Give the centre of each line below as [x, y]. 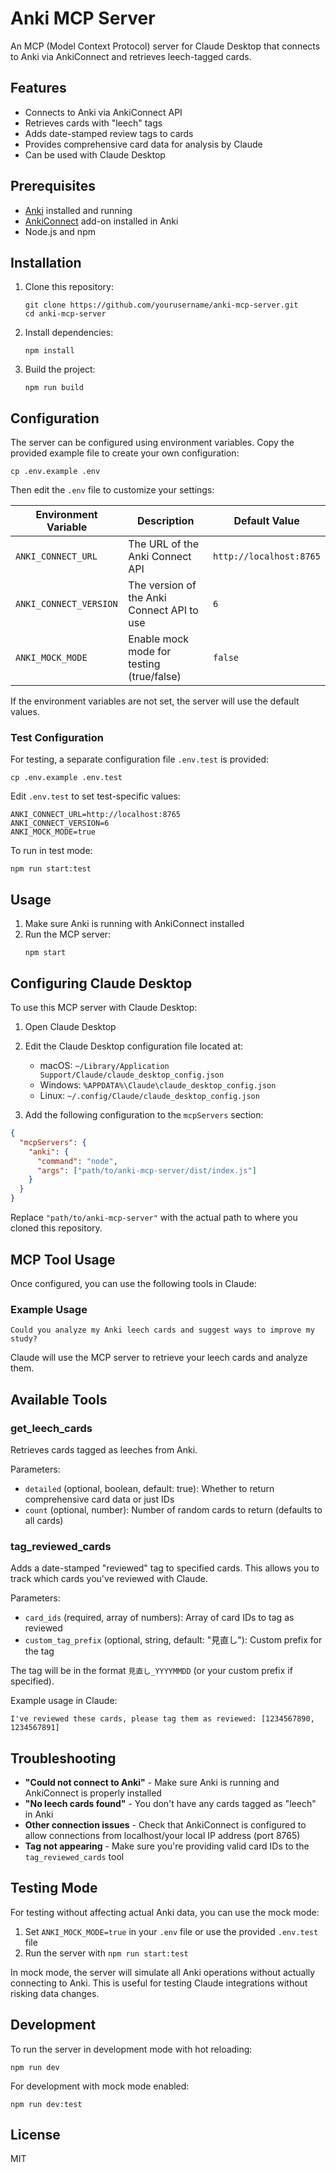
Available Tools [59, 1399]
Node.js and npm [60, 231]
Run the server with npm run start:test [106, 1953]
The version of [162, 585]
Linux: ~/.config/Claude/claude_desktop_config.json [149, 1096]
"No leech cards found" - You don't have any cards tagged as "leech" [170, 1804]
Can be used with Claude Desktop [95, 154]
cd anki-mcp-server [65, 314]
